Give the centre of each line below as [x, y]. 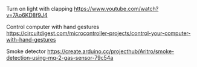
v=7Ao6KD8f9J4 [27, 15]
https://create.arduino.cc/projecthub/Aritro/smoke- [111, 51]
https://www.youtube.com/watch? [116, 9]
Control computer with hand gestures [53, 27]
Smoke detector [26, 51]
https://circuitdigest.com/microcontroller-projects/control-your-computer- [98, 33]
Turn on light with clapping [40, 9]
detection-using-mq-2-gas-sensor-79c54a [60, 58]
